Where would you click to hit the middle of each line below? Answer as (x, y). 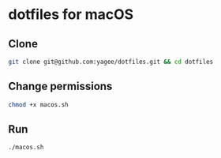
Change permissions (60, 87)
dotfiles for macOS (71, 15)
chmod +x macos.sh (38, 104)
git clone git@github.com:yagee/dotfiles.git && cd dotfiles (111, 62)
